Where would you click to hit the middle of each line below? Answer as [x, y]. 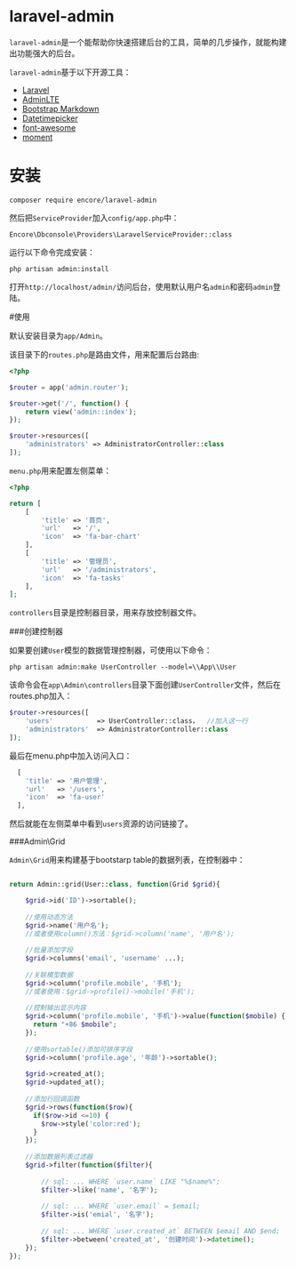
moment [37, 137]
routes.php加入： [41, 696]
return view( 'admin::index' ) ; [81, 412]
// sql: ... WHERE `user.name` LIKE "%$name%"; [131, 1181]
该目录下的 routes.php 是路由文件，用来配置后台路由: [104, 354]
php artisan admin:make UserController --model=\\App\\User [123, 667]
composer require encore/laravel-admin [83, 200]
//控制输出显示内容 [56, 1008]
